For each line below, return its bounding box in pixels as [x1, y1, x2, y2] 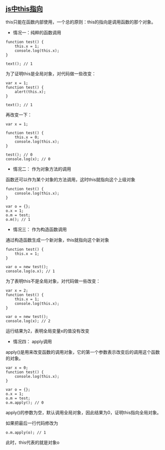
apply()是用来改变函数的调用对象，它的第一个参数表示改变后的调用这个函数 [5, 349, 160, 355]
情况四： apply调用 [12, 338, 52, 344]
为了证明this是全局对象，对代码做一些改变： [5, 70, 96, 76]
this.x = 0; [14, 135, 39, 140]
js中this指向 [5, 4, 43, 13]
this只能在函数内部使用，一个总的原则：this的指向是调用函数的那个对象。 [5, 19, 156, 25]
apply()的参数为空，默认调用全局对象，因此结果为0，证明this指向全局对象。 [5, 409, 162, 415]
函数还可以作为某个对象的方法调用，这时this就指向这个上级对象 [5, 176, 136, 182]
